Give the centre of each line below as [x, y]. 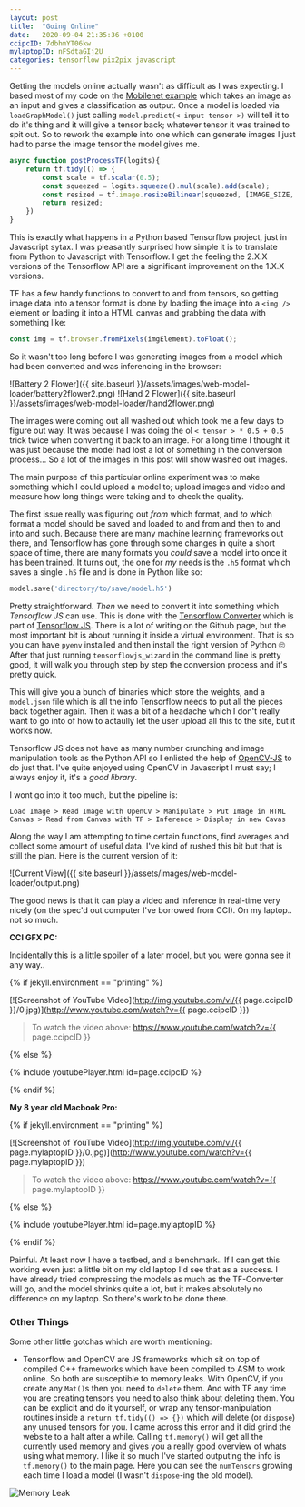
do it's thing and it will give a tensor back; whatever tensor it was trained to [150, 125]
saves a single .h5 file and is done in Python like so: [106, 572]
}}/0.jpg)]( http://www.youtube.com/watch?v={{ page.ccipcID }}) [129, 1010]
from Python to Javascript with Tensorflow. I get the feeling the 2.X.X [138, 256]
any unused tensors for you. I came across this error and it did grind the [157, 1427]
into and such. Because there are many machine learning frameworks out [147, 533]
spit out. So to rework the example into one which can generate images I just [153, 134]
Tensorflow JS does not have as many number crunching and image [137, 748]
